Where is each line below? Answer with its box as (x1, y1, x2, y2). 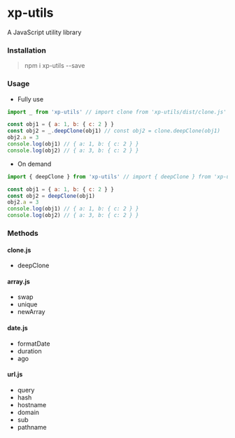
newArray (17, 308, 45, 316)
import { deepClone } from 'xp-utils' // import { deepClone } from (7, 173, 211, 180)
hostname (17, 400, 47, 409)
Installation (7, 45, 47, 55)
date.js (7, 323, 28, 332)
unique (17, 300, 38, 309)
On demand (17, 160, 52, 168)
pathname (17, 423, 47, 431)
